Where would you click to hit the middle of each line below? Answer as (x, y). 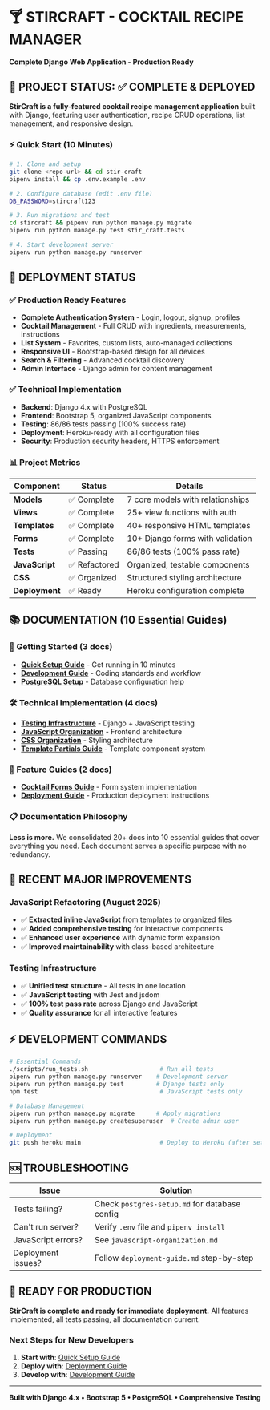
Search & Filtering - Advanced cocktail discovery (103, 360)
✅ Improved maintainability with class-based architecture (117, 947)
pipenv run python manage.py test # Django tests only (117, 1085)
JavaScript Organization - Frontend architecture (101, 732)
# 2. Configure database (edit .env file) (81, 194)
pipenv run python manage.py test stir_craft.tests (97, 231)
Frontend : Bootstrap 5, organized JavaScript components (116, 415)
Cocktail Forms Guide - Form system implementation (109, 787)
